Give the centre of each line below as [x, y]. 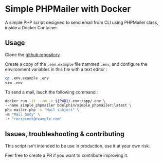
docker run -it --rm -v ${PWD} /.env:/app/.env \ [55, 101]
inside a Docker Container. [32, 27]
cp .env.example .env [27, 78]
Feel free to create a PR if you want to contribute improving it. [67, 155]
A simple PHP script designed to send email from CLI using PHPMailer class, [81, 22]
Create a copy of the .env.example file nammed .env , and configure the [76, 64]
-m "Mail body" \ [23, 115]
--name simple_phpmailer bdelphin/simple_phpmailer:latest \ [68, 106]
